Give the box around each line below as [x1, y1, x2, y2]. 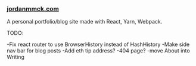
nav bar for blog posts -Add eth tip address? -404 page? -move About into [7, 47, 190, 54]
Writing [7, 54, 24, 61]
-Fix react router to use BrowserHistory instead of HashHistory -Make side [7, 41, 190, 48]
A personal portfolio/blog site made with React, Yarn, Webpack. [7, 18, 163, 25]
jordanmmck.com [7, 5, 59, 13]
